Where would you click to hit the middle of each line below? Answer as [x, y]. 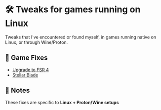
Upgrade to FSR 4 [31, 70]
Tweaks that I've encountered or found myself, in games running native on [81, 37]
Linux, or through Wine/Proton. [37, 42]
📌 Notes [18, 91]
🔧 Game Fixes [26, 58]
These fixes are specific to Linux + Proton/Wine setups [62, 102]
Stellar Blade [25, 75]
